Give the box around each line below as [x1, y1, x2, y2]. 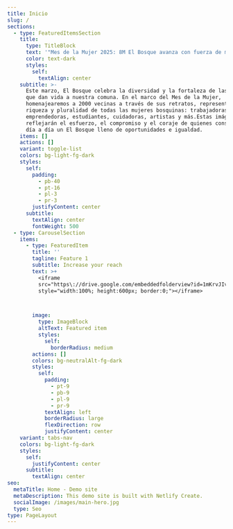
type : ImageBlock [37, 318, 89, 326]
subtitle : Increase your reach [32, 261, 123, 268]
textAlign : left [44, 408, 92, 416]
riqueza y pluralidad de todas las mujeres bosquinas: [25, 107, 188, 114]
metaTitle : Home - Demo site [13, 486, 98, 493]
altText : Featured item [37, 325, 107, 332]
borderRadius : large [44, 415, 104, 422]
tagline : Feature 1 [32, 255, 89, 262]
